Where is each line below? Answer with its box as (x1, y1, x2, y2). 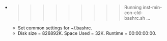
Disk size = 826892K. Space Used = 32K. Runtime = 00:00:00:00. (17, 30, 157, 36)
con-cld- (124, 10, 143, 16)
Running (124, 5, 142, 10)
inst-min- (142, 5, 162, 10)
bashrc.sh (124, 15, 145, 21)
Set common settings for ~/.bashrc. (17, 25, 93, 31)
